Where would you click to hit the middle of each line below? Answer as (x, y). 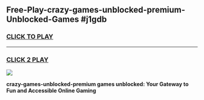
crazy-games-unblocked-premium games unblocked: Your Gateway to (98, 84)
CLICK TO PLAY (30, 37)
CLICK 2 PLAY (27, 59)
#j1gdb (94, 20)
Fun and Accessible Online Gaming (51, 90)
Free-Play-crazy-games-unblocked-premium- (96, 10)
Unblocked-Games (43, 20)
